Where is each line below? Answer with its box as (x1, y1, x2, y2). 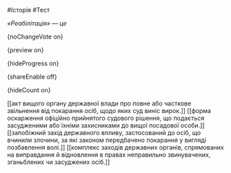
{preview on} (7, 46, 44, 54)
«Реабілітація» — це (7, 19, 67, 27)
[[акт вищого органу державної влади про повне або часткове (7, 99, 192, 108)
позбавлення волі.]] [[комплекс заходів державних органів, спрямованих (7, 143, 224, 151)
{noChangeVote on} (7, 32, 63, 41)
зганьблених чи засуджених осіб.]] (7, 158, 110, 166)
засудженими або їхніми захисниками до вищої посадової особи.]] (7, 121, 205, 130)
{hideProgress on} (7, 59, 59, 68)
